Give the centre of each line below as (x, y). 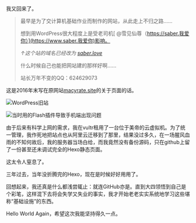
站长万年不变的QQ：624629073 (59, 78)
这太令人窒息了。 (27, 162)
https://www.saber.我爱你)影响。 (71, 41)
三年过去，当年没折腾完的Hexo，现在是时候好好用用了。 (73, 174)
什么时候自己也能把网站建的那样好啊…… (68, 65)
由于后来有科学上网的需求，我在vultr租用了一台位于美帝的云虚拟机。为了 (93, 128)
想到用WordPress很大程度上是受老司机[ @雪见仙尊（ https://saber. (100, 33)
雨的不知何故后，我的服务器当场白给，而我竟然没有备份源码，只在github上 (95, 142)
